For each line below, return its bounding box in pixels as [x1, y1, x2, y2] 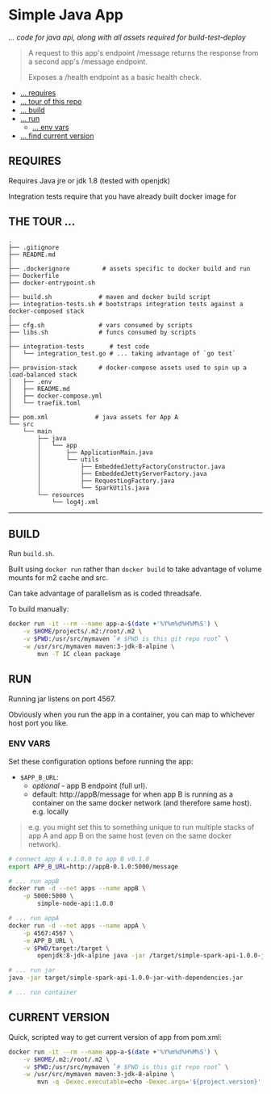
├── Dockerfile [8, 271, 60, 280]
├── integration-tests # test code [8, 342, 150, 351]
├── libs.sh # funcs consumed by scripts [8, 328, 197, 336]
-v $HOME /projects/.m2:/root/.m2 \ [23, 628, 143, 636]
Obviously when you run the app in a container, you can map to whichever [8, 709, 256, 719]
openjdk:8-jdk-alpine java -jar [37, 952, 147, 960]
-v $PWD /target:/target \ [23, 944, 110, 953]
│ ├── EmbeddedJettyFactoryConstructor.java [37, 462, 226, 470]
